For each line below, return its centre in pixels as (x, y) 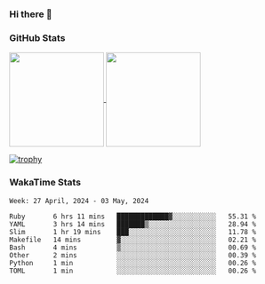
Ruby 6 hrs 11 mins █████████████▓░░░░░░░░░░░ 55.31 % (132, 217)
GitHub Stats (37, 37)
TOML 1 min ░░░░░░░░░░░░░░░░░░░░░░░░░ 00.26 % (132, 271)
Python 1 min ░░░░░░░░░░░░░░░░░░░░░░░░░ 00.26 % (132, 263)
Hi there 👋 (31, 14)
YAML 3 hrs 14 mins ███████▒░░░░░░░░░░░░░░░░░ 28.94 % (132, 224)
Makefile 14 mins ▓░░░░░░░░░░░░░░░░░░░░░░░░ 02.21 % (132, 240)
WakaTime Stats (45, 183)
